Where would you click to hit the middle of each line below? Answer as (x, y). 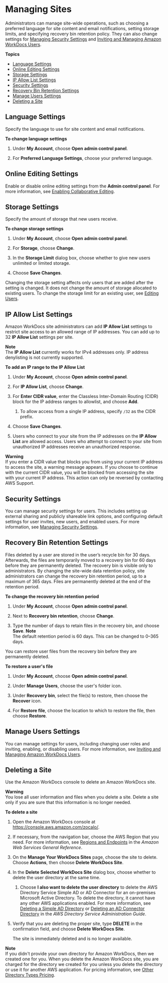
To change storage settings (34, 229)
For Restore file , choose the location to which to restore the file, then (84, 710)
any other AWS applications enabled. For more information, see (86, 903)
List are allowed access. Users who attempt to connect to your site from (87, 442)
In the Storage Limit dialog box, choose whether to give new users (81, 258)
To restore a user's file (29, 666)
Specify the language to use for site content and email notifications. (75, 129)
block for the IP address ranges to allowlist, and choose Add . (75, 402)
